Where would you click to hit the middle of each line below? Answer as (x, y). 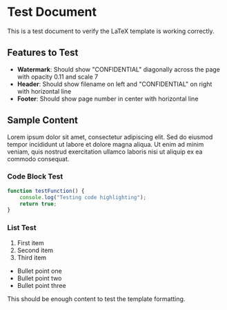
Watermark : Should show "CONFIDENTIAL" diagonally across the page (119, 69)
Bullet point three (42, 285)
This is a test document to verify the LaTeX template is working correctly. (111, 31)
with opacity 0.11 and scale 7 (58, 76)
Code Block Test (35, 176)
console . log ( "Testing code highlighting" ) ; (83, 197)
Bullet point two (39, 278)
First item (30, 242)
